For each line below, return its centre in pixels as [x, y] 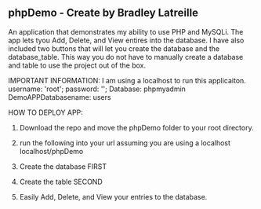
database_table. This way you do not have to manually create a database [126, 57]
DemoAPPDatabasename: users [60, 97]
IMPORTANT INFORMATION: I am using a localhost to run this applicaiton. [127, 80]
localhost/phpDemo [51, 151]
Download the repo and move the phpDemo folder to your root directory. [136, 127]
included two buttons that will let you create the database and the [114, 48]
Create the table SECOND [61, 181]
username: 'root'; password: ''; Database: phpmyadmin [97, 89]
